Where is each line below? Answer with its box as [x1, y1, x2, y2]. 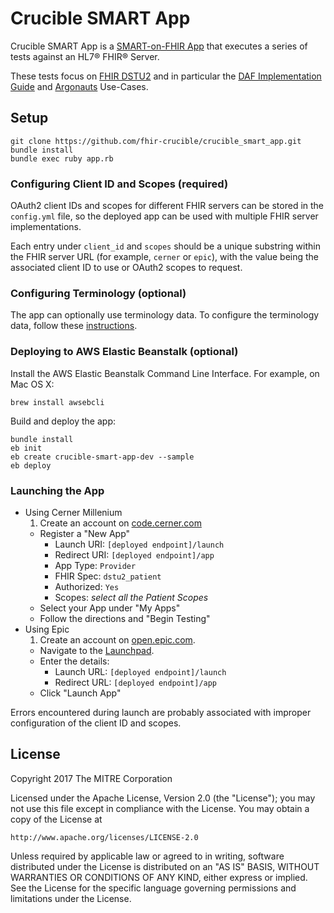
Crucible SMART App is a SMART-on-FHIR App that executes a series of [10, 40, 308, 52]
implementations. [10, 221, 82, 233]
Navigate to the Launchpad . [39, 644, 155, 656]
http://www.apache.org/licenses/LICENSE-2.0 [10, 832, 199, 842]
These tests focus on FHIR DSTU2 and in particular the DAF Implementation [10, 70, 322, 82]
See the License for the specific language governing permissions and [10, 882, 297, 894]
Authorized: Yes [54, 580, 120, 592]
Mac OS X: [10, 378, 55, 390]
